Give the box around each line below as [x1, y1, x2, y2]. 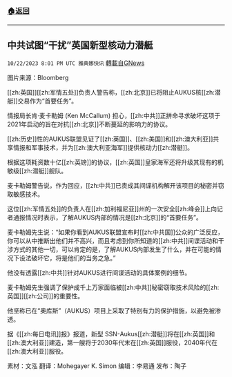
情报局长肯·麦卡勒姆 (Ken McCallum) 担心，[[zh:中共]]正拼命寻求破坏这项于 [7, 112, 221, 120]
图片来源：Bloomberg [7, 74, 69, 82]
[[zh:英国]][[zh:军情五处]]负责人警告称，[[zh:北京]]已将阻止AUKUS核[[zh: [7, 88, 215, 97]
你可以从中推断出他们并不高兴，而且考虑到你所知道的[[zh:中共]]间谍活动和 [7, 237, 219, 245]
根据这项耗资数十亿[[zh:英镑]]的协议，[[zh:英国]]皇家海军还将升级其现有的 [7, 158, 217, 166]
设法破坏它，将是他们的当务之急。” [19, 254, 116, 262]
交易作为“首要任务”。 [17, 97, 78, 105]
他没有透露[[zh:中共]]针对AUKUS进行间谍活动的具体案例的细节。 [7, 269, 191, 277]
